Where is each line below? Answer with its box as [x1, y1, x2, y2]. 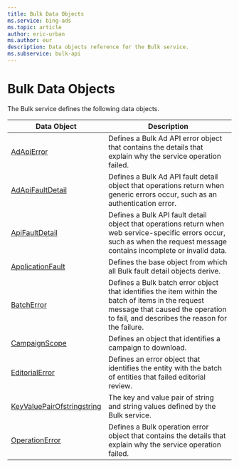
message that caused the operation [107, 304, 227, 314]
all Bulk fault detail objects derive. [107, 266, 221, 276]
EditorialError [11, 368, 55, 378]
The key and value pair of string [107, 392, 215, 402]
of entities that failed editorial [107, 372, 206, 382]
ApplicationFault [11, 261, 65, 271]
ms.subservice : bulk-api [7, 51, 81, 58]
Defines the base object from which [107, 257, 228, 267]
